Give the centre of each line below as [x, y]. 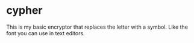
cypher [24, 10]
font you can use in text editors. [46, 33]
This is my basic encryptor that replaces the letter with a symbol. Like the [97, 27]
